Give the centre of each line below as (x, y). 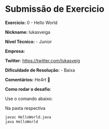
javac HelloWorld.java (28, 117)
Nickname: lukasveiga (28, 32)
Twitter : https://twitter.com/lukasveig (43, 60)
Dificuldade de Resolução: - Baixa (40, 70)
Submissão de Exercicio (55, 9)
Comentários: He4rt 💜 (28, 79)
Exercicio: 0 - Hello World (31, 23)
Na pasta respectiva (25, 108)
